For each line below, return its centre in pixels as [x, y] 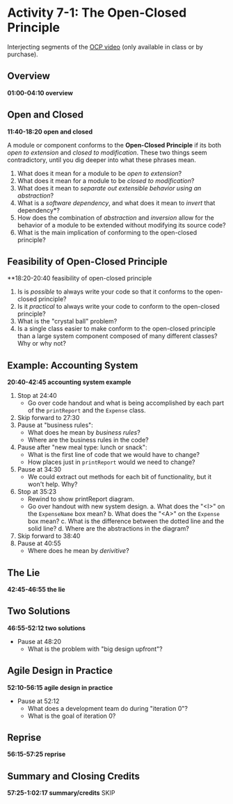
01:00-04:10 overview [40, 93]
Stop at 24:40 [37, 396]
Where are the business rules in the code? [88, 440]
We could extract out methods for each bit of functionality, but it [120, 477]
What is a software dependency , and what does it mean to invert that [116, 202]
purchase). [23, 54]
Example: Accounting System [73, 365]
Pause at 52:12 [38, 701]
